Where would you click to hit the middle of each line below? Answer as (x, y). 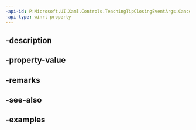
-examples (25, 120)
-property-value (36, 60)
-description (29, 41)
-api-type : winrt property (38, 17)
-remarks (23, 80)
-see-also (24, 100)
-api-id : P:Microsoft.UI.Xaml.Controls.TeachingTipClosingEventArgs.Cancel (100, 11)
